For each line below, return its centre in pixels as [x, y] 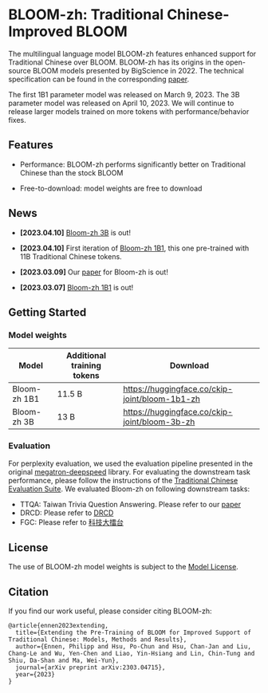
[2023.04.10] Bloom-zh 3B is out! [75, 232]
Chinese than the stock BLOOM [71, 172]
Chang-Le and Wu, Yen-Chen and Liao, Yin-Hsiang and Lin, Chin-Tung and [132, 654]
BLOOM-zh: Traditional [86, 15]
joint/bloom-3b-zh [159, 422]
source [20, 70]
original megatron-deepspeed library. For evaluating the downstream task [130, 471]
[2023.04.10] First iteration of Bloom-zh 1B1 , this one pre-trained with [134, 248]
